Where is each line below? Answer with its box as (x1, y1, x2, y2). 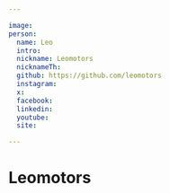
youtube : (16, 113, 49, 122)
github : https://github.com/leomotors (16, 71, 163, 81)
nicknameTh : (16, 63, 62, 72)
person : (8, 29, 38, 39)
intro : (16, 46, 41, 55)
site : (16, 121, 38, 130)
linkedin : (16, 104, 53, 113)
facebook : (16, 96, 53, 105)
